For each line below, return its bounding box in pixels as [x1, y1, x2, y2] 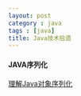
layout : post [8, 11, 52, 20]
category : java [8, 19, 62, 27]
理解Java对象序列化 [8, 79, 73, 89]
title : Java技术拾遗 [8, 34, 71, 42]
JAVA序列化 [8, 59, 48, 69]
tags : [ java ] [8, 26, 56, 34]
